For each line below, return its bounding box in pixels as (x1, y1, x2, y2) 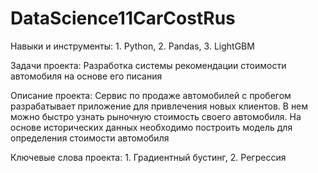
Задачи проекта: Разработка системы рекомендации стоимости (10, 59, 287, 71)
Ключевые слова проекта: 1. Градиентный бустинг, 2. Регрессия (10, 151, 287, 163)
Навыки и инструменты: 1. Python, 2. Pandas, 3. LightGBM (10, 40, 255, 52)
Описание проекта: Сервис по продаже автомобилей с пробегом (10, 89, 292, 101)
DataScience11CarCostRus (10, 7, 236, 30)
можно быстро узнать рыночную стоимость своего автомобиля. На (10, 110, 302, 122)
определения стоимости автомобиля (10, 132, 170, 144)
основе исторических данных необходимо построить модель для (10, 121, 293, 133)
